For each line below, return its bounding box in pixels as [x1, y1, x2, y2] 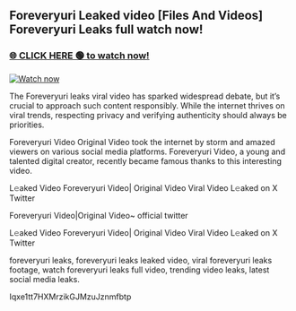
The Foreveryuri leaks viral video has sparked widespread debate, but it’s [9, 91, 281, 101]
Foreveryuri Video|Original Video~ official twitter [9, 210, 188, 220]
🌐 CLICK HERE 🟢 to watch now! [9, 49, 150, 62]
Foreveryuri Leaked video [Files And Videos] [9, 8, 263, 23]
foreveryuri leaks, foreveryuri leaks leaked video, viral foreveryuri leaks [9, 255, 273, 265]
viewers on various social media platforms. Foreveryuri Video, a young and [9, 146, 285, 157]
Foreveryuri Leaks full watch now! [9, 22, 204, 38]
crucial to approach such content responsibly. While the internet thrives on [9, 99, 285, 111]
